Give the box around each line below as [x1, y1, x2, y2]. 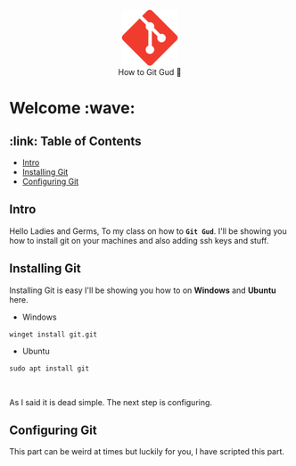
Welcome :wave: [9, 98, 136, 119]
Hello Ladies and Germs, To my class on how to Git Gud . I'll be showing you [9, 225, 287, 237]
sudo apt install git [9, 363, 90, 373]
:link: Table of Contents [9, 133, 142, 148]
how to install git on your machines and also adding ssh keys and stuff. [9, 235, 269, 245]
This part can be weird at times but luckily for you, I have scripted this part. [9, 446, 285, 457]
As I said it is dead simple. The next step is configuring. [9, 396, 212, 407]
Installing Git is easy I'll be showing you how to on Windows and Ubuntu [9, 285, 276, 295]
